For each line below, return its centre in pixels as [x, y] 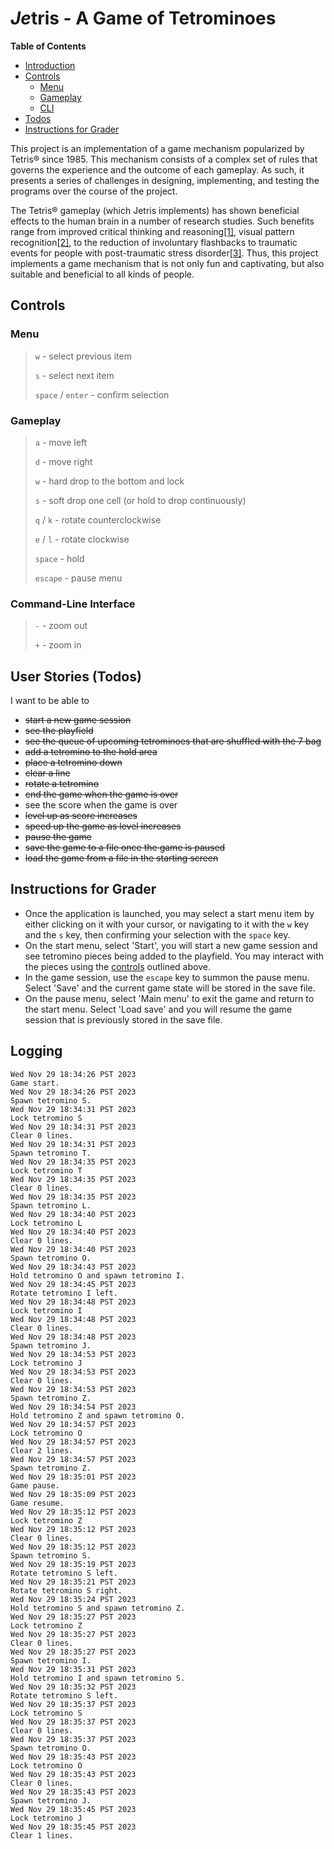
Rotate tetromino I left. [64, 1293]
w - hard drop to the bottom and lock [109, 481]
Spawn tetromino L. [51, 1205]
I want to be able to [50, 701]
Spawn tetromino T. [51, 1153]
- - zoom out [61, 626]
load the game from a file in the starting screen [121, 858]
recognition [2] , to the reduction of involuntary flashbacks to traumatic [154, 242]
